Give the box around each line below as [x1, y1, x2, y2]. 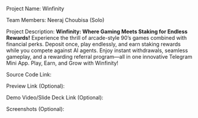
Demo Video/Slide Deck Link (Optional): [6, 94, 104, 101]
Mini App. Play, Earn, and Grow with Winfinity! [6, 59, 119, 66]
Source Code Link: [6, 71, 52, 78]
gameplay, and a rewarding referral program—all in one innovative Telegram [6, 53, 193, 60]
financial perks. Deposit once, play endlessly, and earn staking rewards [6, 41, 181, 47]
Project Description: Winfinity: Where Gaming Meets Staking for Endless [6, 28, 188, 35]
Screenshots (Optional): [6, 106, 64, 112]
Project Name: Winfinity [6, 5, 64, 12]
